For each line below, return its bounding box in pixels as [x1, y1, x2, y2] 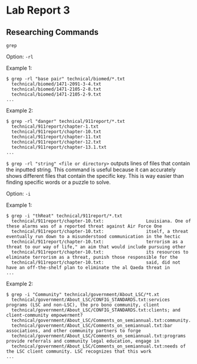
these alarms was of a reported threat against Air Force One [6, 223, 162, 229]
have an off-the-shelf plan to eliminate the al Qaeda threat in [6, 265, 170, 271]
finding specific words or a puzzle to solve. [6, 178, 111, 186]
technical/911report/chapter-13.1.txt [11, 144, 107, 150]
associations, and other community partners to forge [6, 328, 142, 334]
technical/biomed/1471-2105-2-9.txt [11, 92, 101, 97]
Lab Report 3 [6, 4, 70, 17]
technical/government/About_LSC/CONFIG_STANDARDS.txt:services [11, 297, 170, 303]
